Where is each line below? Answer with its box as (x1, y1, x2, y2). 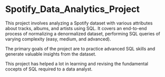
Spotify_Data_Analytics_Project (5, 3, 140, 15)
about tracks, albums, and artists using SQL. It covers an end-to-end (5, 25, 147, 31)
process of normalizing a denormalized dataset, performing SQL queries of (5, 30, 160, 36)
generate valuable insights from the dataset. (5, 51, 97, 57)
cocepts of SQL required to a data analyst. (5, 66, 93, 72)
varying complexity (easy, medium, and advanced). (5, 36, 111, 42)
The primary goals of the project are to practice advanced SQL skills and (5, 45, 155, 51)
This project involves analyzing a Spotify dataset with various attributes (5, 20, 153, 26)
